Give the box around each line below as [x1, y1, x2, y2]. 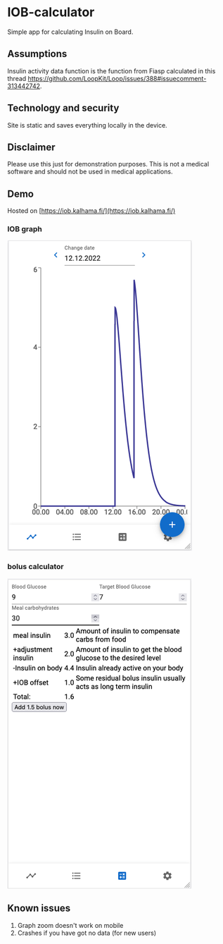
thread [7, 74, 27, 82]
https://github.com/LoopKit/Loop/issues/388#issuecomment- [27, 74, 207, 82]
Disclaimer [7, 141, 56, 153]
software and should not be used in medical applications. [7, 167, 173, 176]
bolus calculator [7, 562, 64, 572]
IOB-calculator [7, 4, 95, 20]
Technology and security [7, 102, 120, 114]
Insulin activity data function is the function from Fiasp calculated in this [7, 66, 216, 75]
